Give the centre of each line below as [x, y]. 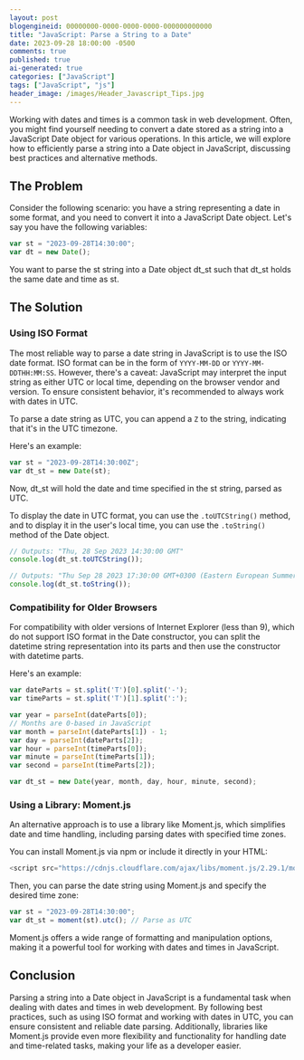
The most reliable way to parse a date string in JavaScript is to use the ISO [148, 353]
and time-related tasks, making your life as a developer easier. [125, 1046]
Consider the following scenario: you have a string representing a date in [145, 208]
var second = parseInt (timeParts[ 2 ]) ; [82, 766]
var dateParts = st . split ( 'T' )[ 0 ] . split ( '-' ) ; [99, 690]
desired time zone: [44, 895]
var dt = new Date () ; [50, 253]
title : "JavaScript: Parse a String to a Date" [101, 34]
